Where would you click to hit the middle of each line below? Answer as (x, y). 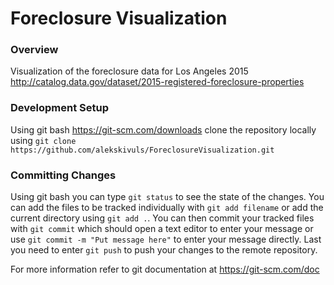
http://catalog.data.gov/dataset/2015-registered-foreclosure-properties (157, 82)
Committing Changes (63, 175)
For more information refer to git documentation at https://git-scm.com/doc (165, 269)
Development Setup (59, 108)
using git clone (43, 140)
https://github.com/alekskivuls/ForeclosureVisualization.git (142, 150)
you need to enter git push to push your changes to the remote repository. (164, 250)
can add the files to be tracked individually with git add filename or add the (167, 208)
